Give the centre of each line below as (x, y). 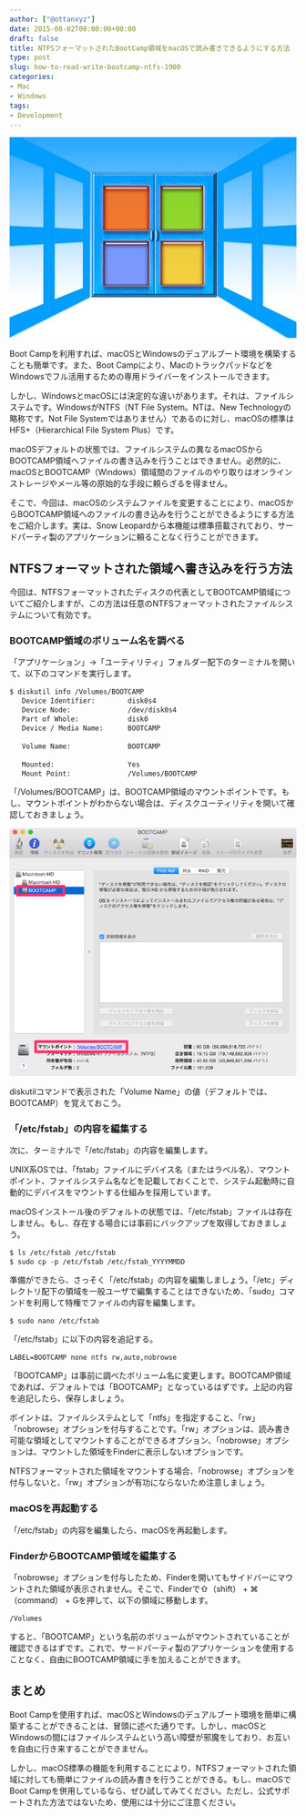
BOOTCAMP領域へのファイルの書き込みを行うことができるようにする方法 (155, 514)
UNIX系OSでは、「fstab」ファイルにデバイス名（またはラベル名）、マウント (150, 1170)
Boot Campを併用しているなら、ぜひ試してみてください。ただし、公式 (142, 1791)
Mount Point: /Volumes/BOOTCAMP (109, 774)
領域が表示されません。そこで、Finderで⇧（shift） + (148, 1589)
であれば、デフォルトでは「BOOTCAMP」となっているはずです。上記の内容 (151, 1387)
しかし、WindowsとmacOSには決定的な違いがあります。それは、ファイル (148, 396)
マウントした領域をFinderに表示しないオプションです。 (144, 1452)
